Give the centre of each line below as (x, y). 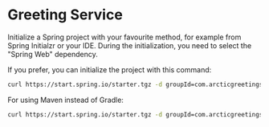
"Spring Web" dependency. (53, 54)
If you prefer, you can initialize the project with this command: (110, 69)
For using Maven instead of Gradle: (65, 100)
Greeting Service (65, 15)
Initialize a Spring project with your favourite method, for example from (124, 37)
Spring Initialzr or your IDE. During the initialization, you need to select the (130, 45)
